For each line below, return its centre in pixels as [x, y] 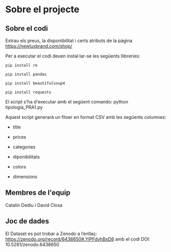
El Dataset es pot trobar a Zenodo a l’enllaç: [51, 234]
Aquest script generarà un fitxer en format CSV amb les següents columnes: [86, 117]
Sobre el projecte [42, 9]
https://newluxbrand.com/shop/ [39, 46]
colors [19, 167]
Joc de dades [27, 221]
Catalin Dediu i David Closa [34, 205]
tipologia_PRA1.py [24, 107]
